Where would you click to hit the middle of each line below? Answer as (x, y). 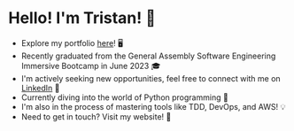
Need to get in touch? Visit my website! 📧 (96, 116)
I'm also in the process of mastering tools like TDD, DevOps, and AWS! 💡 (153, 106)
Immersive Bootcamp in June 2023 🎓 (91, 65)
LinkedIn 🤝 (40, 88)
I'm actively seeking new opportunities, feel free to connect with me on (151, 78)
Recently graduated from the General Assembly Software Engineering (148, 56)
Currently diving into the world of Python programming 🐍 (125, 97)
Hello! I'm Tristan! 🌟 (82, 18)
